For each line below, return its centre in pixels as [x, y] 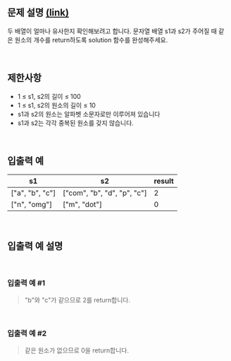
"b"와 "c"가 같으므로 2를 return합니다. [77, 300]
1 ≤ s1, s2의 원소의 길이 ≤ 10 [57, 105]
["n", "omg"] [32, 205]
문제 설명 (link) [38, 13]
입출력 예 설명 [35, 246]
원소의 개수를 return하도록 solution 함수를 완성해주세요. [91, 40]
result [164, 181]
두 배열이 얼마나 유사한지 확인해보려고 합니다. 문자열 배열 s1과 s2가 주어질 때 [112, 31]
